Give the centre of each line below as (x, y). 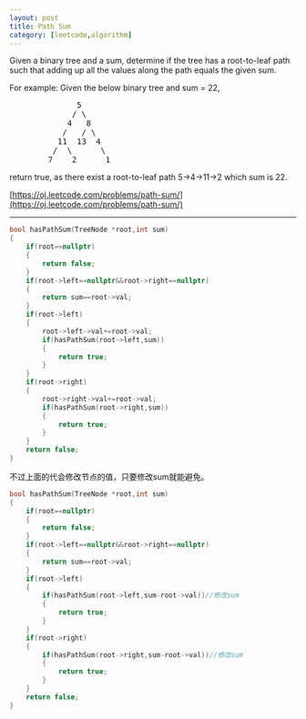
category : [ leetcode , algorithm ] (71, 35)
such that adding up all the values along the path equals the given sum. (143, 70)
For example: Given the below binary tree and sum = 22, (115, 88)
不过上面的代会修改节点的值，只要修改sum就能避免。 (109, 476)
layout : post (34, 18)
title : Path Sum (40, 26)
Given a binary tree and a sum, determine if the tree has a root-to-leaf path (150, 61)
